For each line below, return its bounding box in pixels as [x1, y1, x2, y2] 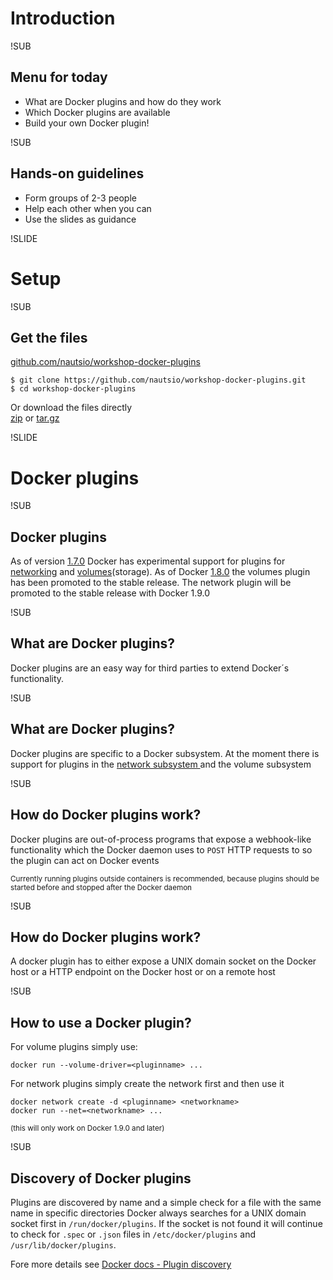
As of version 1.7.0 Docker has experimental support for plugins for [10, 555, 286, 567]
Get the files [10, 329, 88, 346]
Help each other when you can [24, 202, 152, 214]
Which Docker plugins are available [24, 106, 171, 118]
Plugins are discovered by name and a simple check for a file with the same [10, 1196, 322, 1208]
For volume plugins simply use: [10, 1041, 138, 1053]
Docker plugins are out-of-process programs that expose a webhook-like [10, 833, 312, 845]
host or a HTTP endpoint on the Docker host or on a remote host [10, 966, 276, 978]
